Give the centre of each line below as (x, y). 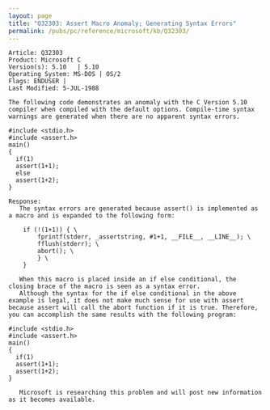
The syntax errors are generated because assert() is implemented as (139, 209)
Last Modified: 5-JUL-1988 (54, 89)
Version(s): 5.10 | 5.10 (54, 67)
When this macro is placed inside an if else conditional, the (128, 280)
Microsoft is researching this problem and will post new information (141, 393)
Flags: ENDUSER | (38, 82)
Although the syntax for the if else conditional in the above (128, 294)
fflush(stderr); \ (68, 244)
